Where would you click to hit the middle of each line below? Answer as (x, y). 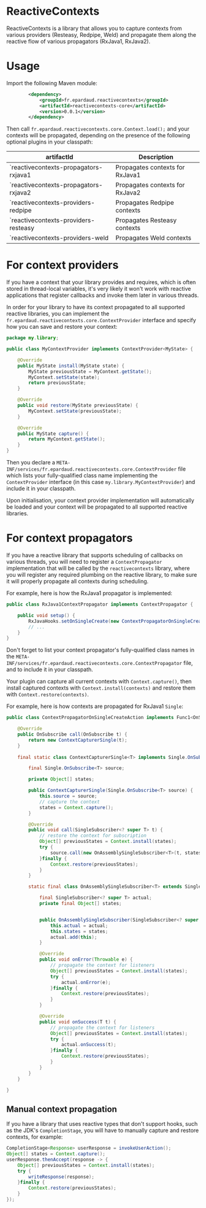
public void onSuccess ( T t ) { (78, 1022)
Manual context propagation (62, 1109)
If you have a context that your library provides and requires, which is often (101, 282)
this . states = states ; (79, 931)
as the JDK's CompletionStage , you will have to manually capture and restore (103, 1131)
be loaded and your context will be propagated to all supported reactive (97, 507)
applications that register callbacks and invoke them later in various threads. (103, 295)
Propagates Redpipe (145, 202)
